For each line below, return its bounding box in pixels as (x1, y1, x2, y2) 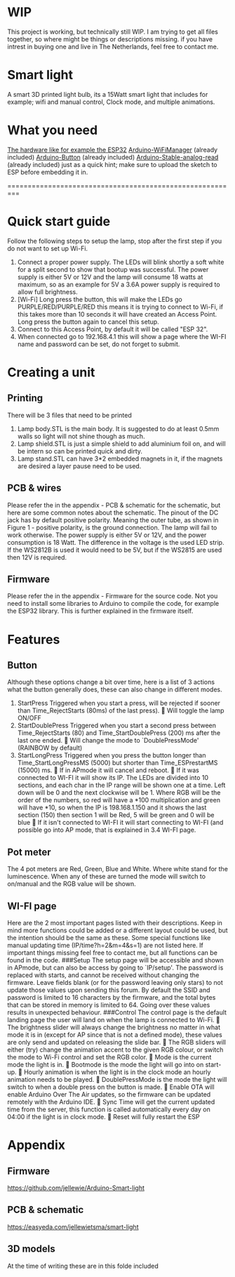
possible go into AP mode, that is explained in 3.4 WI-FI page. (17, 826, 196, 834)
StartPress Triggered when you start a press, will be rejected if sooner (17, 699, 221, 708)
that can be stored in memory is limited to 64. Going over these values (7, 1001, 210, 1009)
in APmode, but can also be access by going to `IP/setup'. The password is (7, 963, 224, 972)
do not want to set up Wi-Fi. (7, 244, 88, 253)
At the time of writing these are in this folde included (7, 1262, 159, 1270)
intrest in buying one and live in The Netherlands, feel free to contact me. (7, 42, 219, 51)
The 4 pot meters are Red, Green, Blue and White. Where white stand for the (7, 865, 228, 873)
